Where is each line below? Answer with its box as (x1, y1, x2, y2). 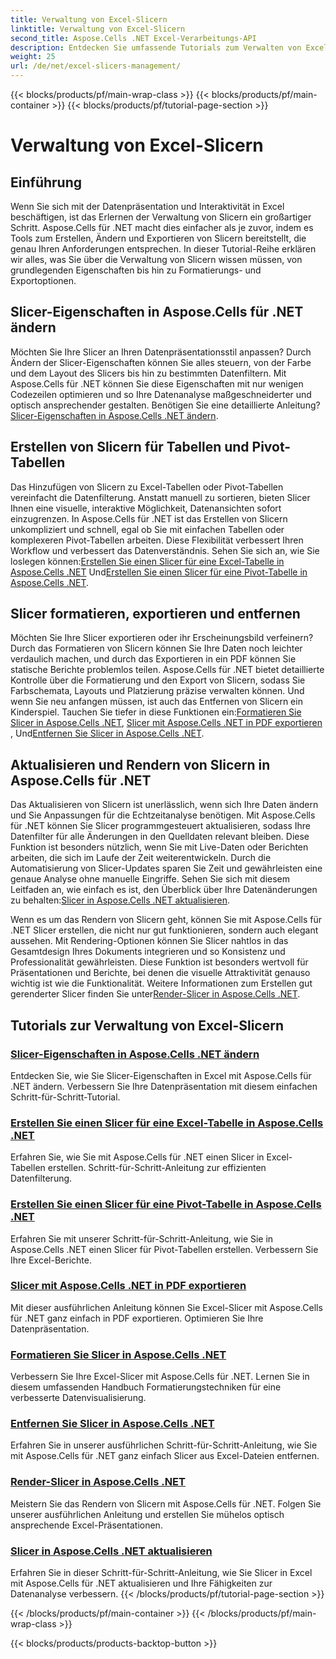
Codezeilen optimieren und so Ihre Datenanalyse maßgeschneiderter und (10, 388, 312, 400)
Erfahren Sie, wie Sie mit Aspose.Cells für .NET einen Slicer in (10, 1151, 265, 1163)
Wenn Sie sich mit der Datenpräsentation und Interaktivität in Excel (10, 201, 285, 212)
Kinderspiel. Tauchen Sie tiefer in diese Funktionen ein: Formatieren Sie (10, 706, 302, 718)
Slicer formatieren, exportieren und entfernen (10, 606, 301, 623)
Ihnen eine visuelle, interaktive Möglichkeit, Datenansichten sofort (10, 502, 282, 514)
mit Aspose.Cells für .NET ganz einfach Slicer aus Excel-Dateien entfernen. (10, 1450, 320, 1462)
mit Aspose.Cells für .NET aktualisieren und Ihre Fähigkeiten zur (10, 1577, 273, 1590)
